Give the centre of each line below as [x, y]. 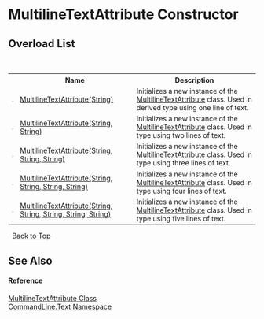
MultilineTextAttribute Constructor [123, 15]
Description [194, 80]
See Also [30, 260]
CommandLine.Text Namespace [60, 306]
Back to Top [31, 236]
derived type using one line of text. [192, 107]
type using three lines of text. [183, 163]
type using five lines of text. [181, 218]
